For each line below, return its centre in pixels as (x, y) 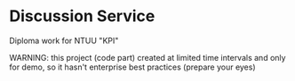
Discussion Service (82, 16)
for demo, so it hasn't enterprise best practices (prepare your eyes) (132, 67)
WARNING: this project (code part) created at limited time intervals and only (147, 57)
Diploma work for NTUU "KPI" (64, 40)
